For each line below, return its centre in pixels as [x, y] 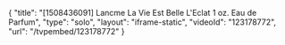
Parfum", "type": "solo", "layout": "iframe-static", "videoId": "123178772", [142, 22]
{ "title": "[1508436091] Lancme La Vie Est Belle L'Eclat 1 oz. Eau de [133, 13]
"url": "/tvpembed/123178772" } [67, 31]
